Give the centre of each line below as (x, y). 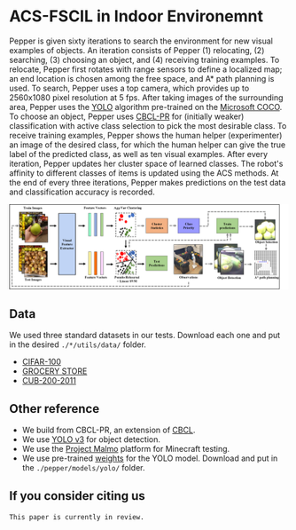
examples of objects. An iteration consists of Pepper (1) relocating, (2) (137, 50)
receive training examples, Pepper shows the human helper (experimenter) (146, 135)
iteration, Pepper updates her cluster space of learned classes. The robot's (146, 163)
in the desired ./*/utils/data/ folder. (78, 344)
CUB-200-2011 (49, 381)
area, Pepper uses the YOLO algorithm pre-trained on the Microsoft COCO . (146, 107)
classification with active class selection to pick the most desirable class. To (148, 125)
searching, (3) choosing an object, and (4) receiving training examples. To (144, 59)
